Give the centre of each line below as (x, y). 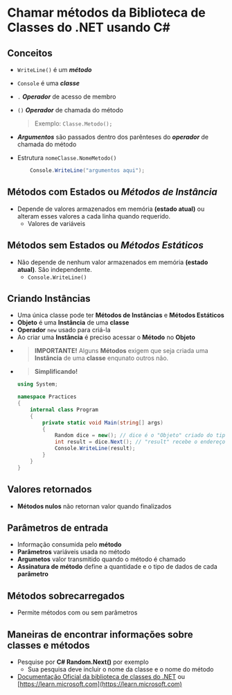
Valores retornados (50, 489)
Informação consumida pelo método (69, 544)
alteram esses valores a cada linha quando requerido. (94, 216)
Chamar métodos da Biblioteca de (107, 13)
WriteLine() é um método (54, 70)
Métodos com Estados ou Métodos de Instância (112, 192)
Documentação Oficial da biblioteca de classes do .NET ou (101, 676)
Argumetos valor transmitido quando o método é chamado (101, 559)
